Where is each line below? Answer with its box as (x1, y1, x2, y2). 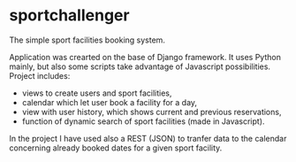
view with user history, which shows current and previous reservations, (21, 106, 282, 117)
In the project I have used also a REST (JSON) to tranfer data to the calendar (9, 133, 287, 143)
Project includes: (9, 70, 71, 81)
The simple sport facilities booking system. (9, 35, 166, 45)
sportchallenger (9, 5, 130, 26)
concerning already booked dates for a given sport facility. (9, 143, 223, 153)
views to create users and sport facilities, (21, 88, 172, 98)
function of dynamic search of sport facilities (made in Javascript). (21, 116, 265, 127)
